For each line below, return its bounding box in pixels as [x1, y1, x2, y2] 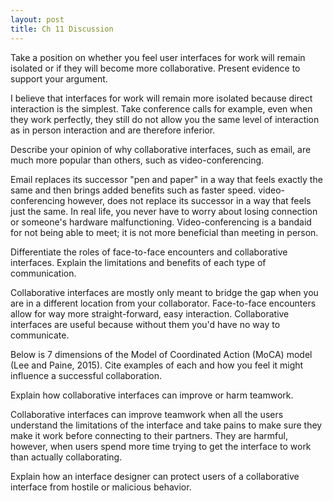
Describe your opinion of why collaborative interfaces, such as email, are [10, 143, 312, 155]
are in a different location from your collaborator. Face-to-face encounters [10, 297, 317, 309]
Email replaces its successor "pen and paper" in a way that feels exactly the [10, 173, 323, 185]
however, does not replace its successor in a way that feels [67, 194, 312, 206]
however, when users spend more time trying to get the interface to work [10, 440, 312, 452]
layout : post [10, 14, 65, 25]
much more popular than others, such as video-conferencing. [10, 154, 265, 166]
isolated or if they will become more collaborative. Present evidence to [10, 62, 301, 74]
